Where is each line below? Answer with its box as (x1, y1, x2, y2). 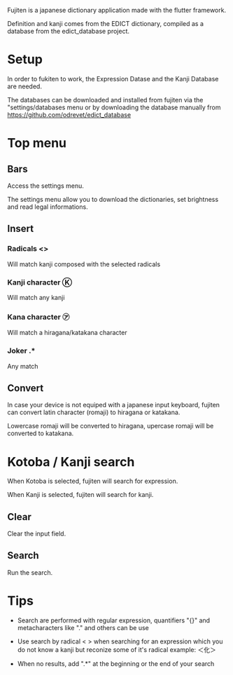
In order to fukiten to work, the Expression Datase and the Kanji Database (7, 74, 219, 83)
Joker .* (7, 346, 36, 356)
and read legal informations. (7, 203, 89, 211)
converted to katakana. (7, 429, 74, 437)
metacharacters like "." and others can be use (17, 623, 149, 632)
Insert (7, 223, 34, 235)
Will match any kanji (7, 293, 65, 301)
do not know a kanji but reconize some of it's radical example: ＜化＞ (17, 645, 217, 654)
